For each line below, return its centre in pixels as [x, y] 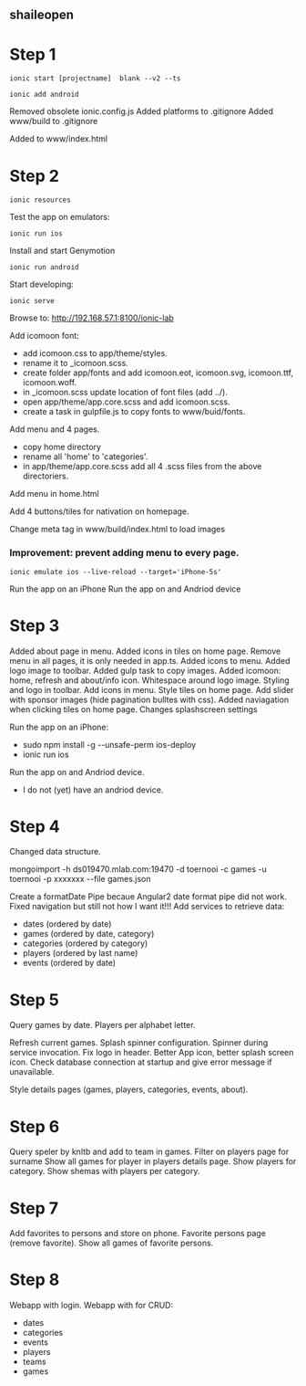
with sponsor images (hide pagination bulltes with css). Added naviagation [149, 699]
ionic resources [40, 200]
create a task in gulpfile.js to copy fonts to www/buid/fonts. [134, 412]
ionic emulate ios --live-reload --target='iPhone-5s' [116, 572]
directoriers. [46, 476]
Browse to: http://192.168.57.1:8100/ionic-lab [92, 318]
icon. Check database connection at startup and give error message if [141, 1062]
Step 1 [33, 54]
